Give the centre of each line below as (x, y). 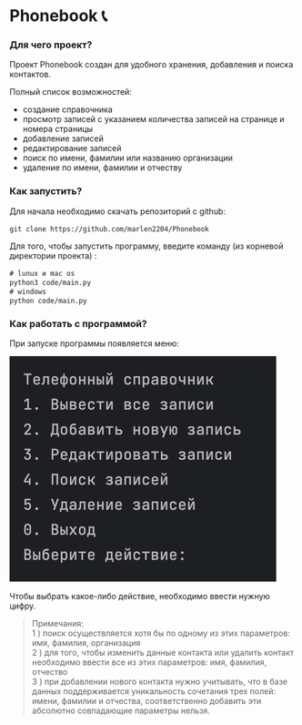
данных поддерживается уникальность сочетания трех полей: (153, 691)
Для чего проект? (51, 45)
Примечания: (58, 624)
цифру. (23, 606)
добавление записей (63, 138)
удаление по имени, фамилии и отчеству (102, 168)
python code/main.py (49, 301)
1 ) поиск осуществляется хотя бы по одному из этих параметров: (161, 633)
